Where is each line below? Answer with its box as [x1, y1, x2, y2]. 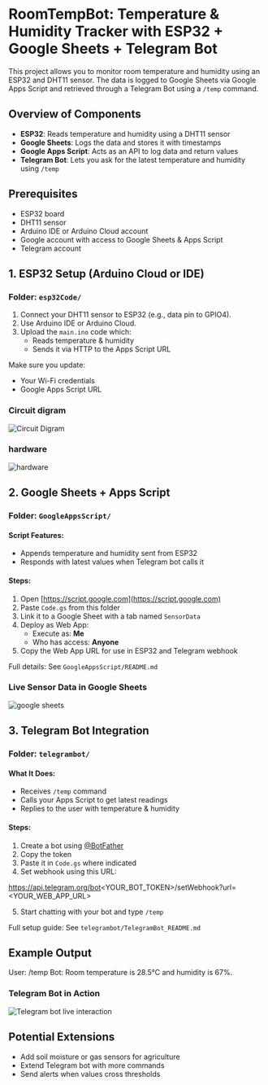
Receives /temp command [19, 786, 107, 796]
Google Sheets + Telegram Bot [8, 40, 218, 58]
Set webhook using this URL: [19, 866, 117, 876]
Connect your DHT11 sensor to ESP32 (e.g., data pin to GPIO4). [19, 310, 231, 320]
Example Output [8, 946, 92, 960]
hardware [8, 444, 47, 455]
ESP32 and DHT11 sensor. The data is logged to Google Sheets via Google [8, 75, 257, 85]
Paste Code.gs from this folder [19, 602, 120, 612]
